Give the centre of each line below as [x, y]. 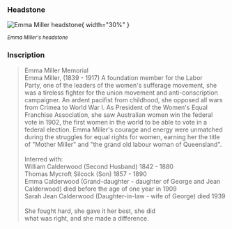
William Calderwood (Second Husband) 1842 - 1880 [99, 166]
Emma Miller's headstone [38, 38]
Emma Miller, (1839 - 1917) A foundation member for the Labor [114, 77]
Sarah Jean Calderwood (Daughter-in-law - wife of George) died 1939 [125, 196]
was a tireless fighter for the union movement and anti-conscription [121, 93]
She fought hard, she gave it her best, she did [90, 211]
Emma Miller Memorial [56, 70]
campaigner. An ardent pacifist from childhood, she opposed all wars [123, 100]
